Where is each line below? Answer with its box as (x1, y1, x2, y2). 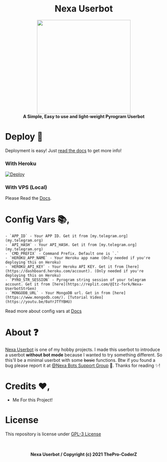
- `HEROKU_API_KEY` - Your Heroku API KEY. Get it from (5, 264, 124, 269)
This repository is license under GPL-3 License (5, 431, 101, 437)
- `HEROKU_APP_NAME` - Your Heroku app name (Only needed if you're (5, 256, 151, 261)
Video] (90, 295, 104, 300)
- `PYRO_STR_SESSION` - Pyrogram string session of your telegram (5, 277, 146, 283)
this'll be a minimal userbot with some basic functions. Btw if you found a (5, 357, 156, 363)
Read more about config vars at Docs (5, 308, 82, 314)
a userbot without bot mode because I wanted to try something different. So (5, 352, 163, 358)
